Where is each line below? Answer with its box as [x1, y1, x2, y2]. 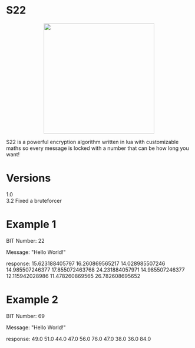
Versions [6, 172, 51, 185]
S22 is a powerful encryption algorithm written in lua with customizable [6, 138, 179, 145]
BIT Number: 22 [6, 237, 45, 244]
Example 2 [6, 293, 59, 306]
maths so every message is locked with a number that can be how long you [6, 145, 190, 152]
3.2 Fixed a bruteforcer [6, 197, 62, 204]
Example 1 [6, 218, 57, 231]
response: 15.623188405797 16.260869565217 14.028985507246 [6, 260, 166, 267]
